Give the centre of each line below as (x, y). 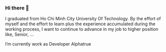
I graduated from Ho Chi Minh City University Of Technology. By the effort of (83, 19)
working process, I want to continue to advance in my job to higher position (82, 29)
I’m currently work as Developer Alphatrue (48, 44)
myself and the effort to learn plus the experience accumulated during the (80, 24)
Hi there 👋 (17, 8)
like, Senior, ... (19, 35)
